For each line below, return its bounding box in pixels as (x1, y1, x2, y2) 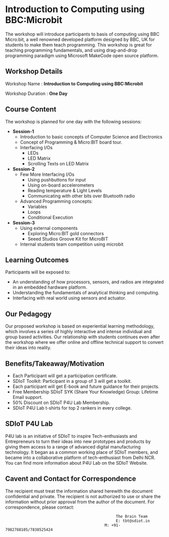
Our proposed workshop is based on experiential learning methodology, (5, 323, 155, 329)
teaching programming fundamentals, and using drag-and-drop (5, 47, 138, 53)
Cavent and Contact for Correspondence (5, 474, 136, 483)
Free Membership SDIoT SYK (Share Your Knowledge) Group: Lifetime (12, 389, 158, 395)
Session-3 (12, 219, 35, 226)
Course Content (5, 105, 57, 114)
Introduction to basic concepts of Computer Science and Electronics (20, 133, 162, 140)
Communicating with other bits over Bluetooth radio (27, 193, 135, 199)
